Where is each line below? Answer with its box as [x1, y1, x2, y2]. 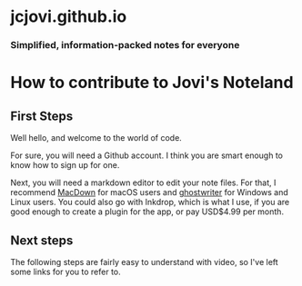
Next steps [10, 232, 74, 248]
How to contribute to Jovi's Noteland [10, 73, 294, 93]
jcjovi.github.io [10, 6, 127, 27]
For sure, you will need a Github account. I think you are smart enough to [10, 150, 283, 161]
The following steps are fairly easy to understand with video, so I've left [10, 256, 278, 267]
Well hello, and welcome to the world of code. [10, 133, 183, 143]
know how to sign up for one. [10, 160, 120, 171]
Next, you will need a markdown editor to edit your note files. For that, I [10, 177, 277, 188]
